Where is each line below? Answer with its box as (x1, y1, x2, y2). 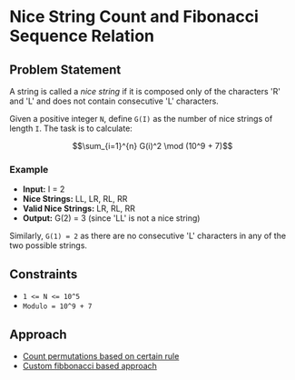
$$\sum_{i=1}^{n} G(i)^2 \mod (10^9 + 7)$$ (72, 141, 233, 151)
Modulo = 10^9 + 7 (22, 302, 93, 311)
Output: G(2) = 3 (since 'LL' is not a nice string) (22, 213, 201, 224)
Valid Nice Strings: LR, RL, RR (22, 203, 136, 215)
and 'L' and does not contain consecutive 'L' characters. (9, 95, 220, 106)
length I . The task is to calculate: (9, 123, 133, 134)
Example (9, 163, 49, 175)
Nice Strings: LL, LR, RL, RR (22, 194, 128, 205)
